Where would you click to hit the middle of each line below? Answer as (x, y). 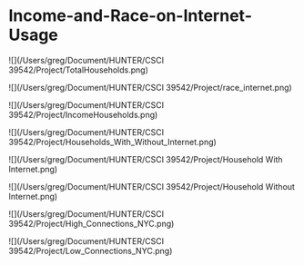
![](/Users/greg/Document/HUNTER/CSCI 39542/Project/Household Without (152, 186)
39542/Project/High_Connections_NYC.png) (91, 223)
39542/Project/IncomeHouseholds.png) (83, 114)
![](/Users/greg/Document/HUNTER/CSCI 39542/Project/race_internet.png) (150, 87)
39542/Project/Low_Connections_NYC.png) (91, 250)
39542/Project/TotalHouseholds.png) (79, 70)
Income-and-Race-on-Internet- (130, 16)
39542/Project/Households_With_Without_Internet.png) (113, 142)
